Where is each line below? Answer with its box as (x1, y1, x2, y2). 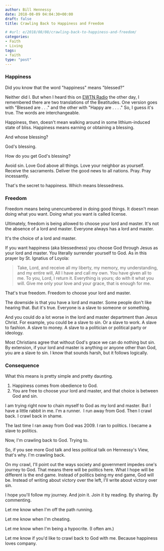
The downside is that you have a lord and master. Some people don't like (5, 299, 152, 305)
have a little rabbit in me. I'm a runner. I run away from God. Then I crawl (5, 408, 152, 414)
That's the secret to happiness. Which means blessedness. (5, 182, 124, 188)
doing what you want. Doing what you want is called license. (5, 211, 127, 217)
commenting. (5, 497, 32, 503)
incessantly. (5, 173, 29, 179)
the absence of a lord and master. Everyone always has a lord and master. (5, 225, 154, 231)
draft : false (5, 16, 32, 21)
